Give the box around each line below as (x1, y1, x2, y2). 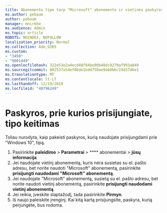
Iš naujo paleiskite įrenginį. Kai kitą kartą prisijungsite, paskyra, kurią (12, 197, 153, 203)
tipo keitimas (5, 118, 60, 129)
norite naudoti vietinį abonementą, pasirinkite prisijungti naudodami (12, 181, 153, 187)
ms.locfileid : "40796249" (5, 86, 59, 91)
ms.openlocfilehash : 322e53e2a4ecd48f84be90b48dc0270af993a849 (5, 63, 139, 68)
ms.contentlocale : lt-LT (5, 77, 57, 82)
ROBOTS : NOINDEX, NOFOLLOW (5, 35, 61, 40)
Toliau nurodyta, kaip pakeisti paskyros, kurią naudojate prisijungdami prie (5, 134, 158, 140)
